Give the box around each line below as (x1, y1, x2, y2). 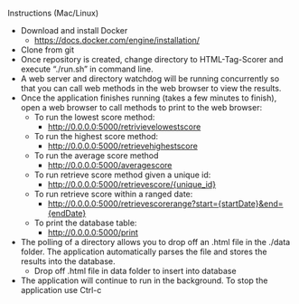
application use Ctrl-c (20, 285, 102, 295)
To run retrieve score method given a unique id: (33, 169, 211, 180)
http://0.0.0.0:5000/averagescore (47, 160, 173, 170)
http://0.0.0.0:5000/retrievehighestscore (47, 140, 199, 151)
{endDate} (47, 208, 87, 218)
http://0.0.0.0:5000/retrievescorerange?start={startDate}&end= (47, 198, 285, 209)
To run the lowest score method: (33, 112, 155, 122)
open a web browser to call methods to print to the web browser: (20, 102, 263, 112)
